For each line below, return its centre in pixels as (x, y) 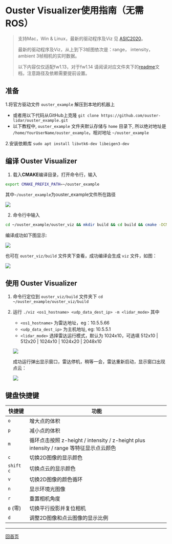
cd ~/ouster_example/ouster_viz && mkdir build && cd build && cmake (81, 225)
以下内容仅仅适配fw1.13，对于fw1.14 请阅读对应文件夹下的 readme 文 (89, 67)
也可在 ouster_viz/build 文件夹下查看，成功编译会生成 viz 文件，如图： (81, 256)
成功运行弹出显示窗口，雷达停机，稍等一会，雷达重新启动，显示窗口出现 (89, 362)
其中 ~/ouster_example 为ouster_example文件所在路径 (61, 195)
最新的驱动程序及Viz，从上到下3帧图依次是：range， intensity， (85, 49)
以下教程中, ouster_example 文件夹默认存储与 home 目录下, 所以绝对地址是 (89, 126)
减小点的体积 (45, 431)
